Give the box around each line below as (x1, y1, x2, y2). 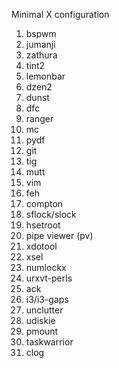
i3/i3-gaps (25, 294, 69, 305)
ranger (25, 113, 54, 124)
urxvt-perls (25, 272, 73, 284)
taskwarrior (25, 336, 74, 348)
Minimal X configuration (11, 9, 110, 20)
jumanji (25, 39, 56, 50)
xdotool (25, 240, 58, 252)
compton (25, 198, 64, 209)
